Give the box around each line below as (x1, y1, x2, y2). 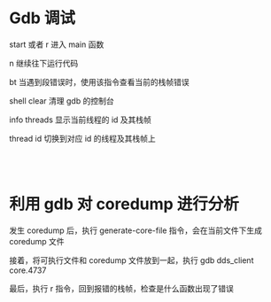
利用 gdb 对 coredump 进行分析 (9, 194, 239, 214)
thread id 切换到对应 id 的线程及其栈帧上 (9, 133, 157, 143)
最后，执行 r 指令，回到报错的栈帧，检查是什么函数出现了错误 (9, 283, 235, 293)
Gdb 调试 (9, 8, 75, 28)
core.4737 (9, 265, 47, 275)
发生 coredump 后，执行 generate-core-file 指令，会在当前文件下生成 (9, 225, 263, 236)
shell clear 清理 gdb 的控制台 (9, 95, 114, 106)
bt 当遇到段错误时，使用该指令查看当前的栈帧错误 (9, 76, 190, 87)
